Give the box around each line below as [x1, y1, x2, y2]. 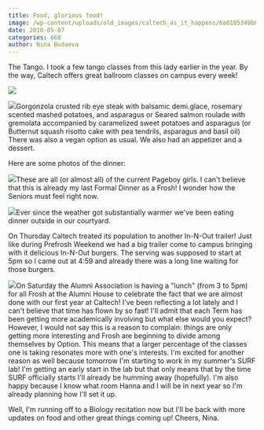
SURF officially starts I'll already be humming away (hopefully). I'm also [8, 373, 239, 382]
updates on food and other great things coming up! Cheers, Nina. [8, 413, 220, 423]
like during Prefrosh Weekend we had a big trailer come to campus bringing [8, 240, 253, 249]
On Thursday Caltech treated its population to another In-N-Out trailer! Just [8, 231, 253, 241]
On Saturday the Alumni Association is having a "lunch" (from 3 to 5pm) [16, 281, 248, 291]
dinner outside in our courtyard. [8, 216, 112, 226]
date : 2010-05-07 [8, 26, 65, 34]
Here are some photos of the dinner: [8, 159, 126, 168]
